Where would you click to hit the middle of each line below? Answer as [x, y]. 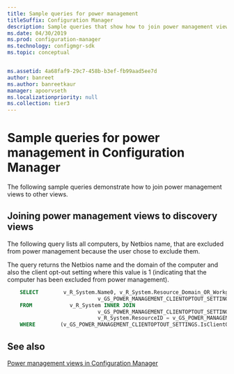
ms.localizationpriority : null [53, 97]
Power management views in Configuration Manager [83, 363]
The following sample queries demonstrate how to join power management [115, 187]
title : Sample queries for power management [73, 14]
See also [26, 346]
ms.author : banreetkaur [42, 84]
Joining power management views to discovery [112, 216]
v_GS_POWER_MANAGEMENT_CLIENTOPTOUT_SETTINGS [164, 312]
